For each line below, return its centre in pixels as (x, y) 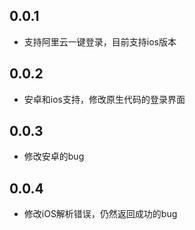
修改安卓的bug (54, 156)
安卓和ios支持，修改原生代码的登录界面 (104, 99)
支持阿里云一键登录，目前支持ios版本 (100, 41)
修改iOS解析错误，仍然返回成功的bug (100, 214)
